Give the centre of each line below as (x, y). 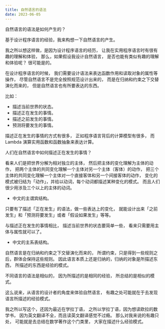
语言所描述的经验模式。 (29, 298)
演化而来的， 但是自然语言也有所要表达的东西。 (53, 85)
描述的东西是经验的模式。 (45, 265)
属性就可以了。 (29, 231)
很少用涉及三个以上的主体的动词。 (40, 188)
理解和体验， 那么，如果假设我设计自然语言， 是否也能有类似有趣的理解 (86, 56)
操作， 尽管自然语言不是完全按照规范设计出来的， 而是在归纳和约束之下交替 (82, 79)
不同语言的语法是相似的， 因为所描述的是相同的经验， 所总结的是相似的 (78, 275)
